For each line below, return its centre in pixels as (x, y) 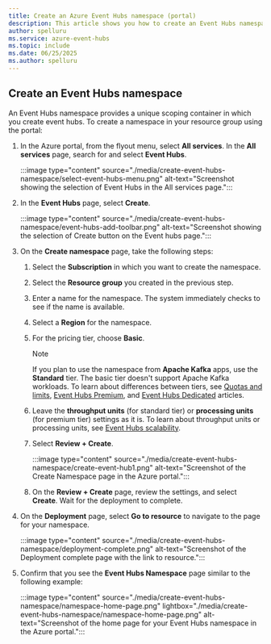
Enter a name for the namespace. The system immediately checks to (146, 298)
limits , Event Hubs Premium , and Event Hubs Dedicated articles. (138, 395)
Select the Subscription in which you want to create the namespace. (146, 266)
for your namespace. (55, 525)
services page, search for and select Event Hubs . (103, 154)
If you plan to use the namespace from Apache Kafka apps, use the (145, 369)
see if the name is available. (78, 307)
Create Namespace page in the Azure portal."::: (110, 476)
